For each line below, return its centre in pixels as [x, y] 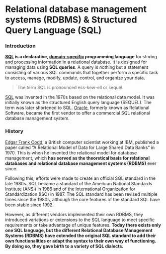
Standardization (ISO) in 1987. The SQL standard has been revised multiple [81, 194]
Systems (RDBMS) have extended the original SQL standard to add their [81, 236]
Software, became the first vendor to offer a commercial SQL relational [78, 113]
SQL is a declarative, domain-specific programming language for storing [81, 57]
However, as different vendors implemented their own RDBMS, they [74, 214]
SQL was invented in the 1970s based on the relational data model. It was [80, 97]
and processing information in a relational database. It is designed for [76, 62]
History [14, 131]
